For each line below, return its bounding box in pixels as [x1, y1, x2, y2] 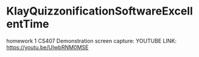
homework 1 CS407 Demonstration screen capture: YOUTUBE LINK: [6, 37, 177, 44]
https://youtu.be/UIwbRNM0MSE [6, 44, 89, 51]
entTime [6, 17, 49, 31]
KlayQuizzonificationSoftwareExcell [6, 4, 194, 18]
